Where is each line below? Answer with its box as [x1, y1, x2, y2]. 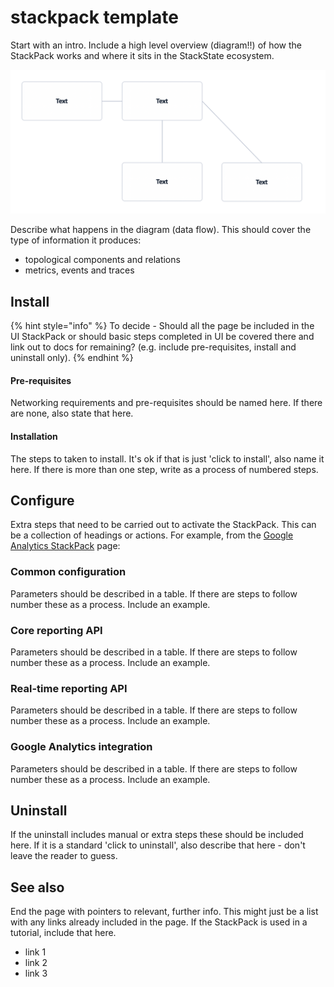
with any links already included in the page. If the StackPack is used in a [10, 916, 308, 928]
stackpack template [10, 6, 179, 29]
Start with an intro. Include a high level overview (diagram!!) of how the [10, 39, 302, 51]
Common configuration [10, 565, 127, 579]
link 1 [24, 946, 47, 958]
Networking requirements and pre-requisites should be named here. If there [10, 397, 323, 409]
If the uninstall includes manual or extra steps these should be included [10, 829, 304, 841]
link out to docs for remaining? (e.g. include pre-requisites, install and [10, 341, 297, 353]
